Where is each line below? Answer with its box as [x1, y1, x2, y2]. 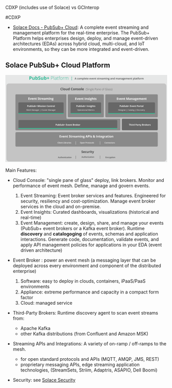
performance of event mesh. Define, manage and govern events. [12, 182, 150, 189]
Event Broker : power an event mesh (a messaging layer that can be [12, 257, 156, 263]
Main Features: [5, 167, 37, 173]
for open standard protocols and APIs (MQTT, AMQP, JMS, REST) [20, 356, 159, 362]
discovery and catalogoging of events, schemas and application [20, 231, 158, 237]
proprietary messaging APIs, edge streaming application [20, 362, 140, 367]
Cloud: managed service [20, 300, 73, 306]
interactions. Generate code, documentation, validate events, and [20, 236, 159, 242]
